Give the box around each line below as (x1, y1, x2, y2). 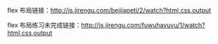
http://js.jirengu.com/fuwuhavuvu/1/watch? (81, 21, 205, 29)
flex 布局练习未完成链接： (7, 21, 82, 29)
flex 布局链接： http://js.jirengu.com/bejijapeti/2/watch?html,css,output (7, 6, 212, 14)
